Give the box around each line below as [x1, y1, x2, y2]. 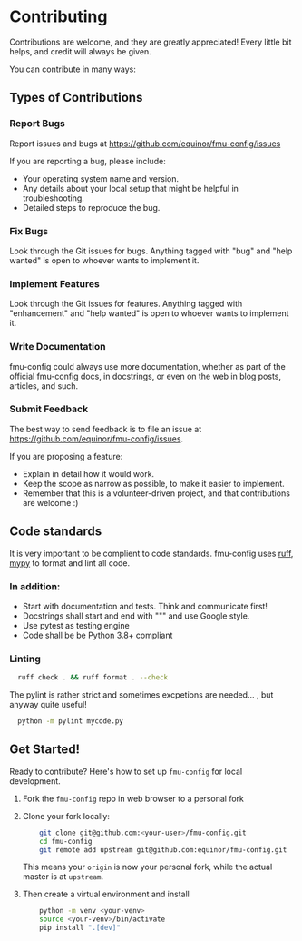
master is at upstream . [22, 871, 104, 882]
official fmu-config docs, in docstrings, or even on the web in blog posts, [9, 371, 282, 381]
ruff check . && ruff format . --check [17, 673, 169, 682]
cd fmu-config [39, 837, 93, 846]
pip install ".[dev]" [39, 924, 121, 933]
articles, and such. [9, 380, 79, 391]
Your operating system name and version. [22, 173, 180, 183]
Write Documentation [9, 341, 106, 353]
